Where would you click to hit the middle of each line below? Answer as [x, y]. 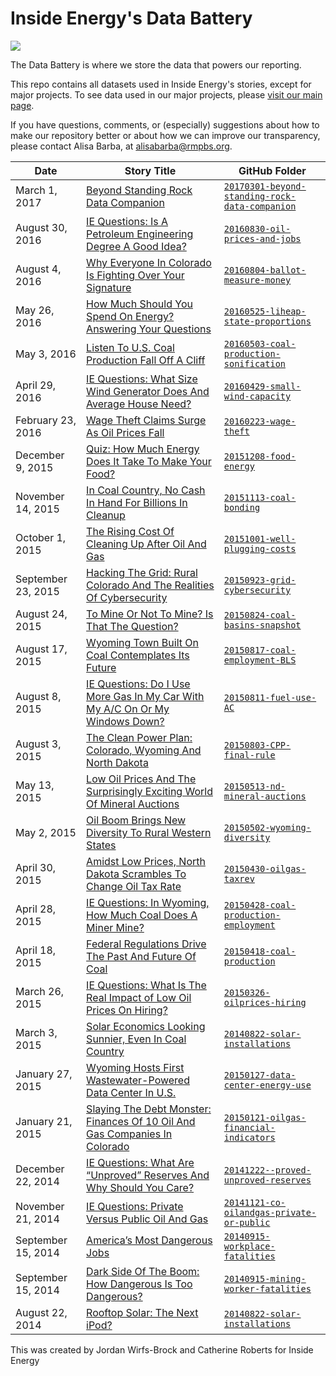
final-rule [249, 755]
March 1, [36, 190]
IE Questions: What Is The [146, 985]
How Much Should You [139, 304]
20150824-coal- [260, 615]
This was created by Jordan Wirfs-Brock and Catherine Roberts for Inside [162, 1349]
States [101, 845]
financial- [249, 1127]
